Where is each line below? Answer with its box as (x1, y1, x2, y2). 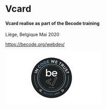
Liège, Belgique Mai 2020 (5, 32, 60, 38)
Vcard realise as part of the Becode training (5, 20, 100, 26)
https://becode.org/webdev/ (5, 41, 65, 47)
